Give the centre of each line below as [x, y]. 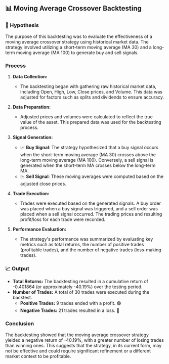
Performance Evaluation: [39, 229]
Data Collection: [30, 76]
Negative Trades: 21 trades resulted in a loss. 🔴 [70, 310]
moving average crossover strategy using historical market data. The [77, 41]
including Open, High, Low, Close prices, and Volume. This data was [91, 92]
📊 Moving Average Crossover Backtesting [73, 8]
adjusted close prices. [43, 184]
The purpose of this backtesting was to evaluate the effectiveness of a [79, 36]
